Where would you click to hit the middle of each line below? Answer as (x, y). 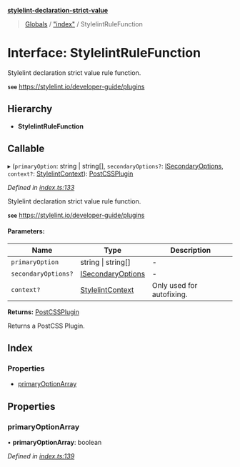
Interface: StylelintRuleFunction (104, 53)
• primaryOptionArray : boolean (55, 443)
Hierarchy (30, 109)
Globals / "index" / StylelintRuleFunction (84, 24)
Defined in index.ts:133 (41, 187)
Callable (26, 149)
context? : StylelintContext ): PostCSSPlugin (70, 174)
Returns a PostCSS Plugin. (46, 326)
